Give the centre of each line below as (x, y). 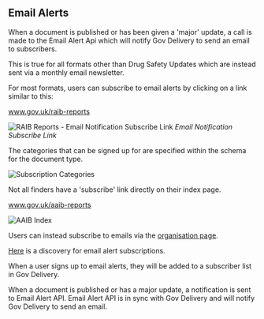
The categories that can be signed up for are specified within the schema (127, 150)
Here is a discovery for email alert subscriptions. (87, 250)
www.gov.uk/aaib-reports (50, 205)
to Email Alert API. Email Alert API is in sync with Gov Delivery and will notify (132, 298)
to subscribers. (33, 49)
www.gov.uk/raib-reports (49, 111)
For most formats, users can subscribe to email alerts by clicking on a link (128, 88)
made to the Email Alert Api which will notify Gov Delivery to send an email (129, 40)
